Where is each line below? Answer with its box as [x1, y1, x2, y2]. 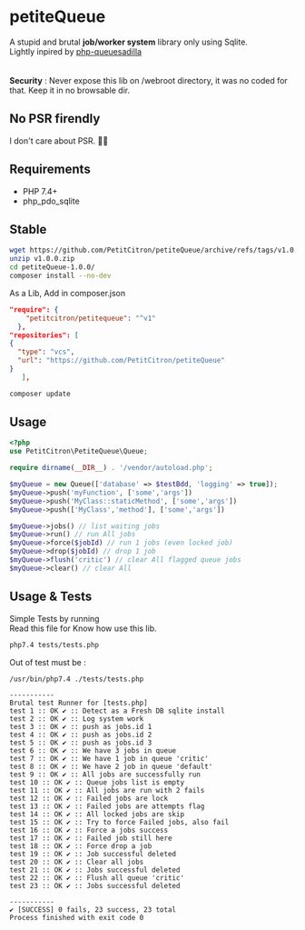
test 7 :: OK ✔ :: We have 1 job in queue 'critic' [9, 754, 209, 763]
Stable [9, 221, 47, 237]
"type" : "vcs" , [17, 347, 75, 356]
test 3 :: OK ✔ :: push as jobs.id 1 [9, 722, 152, 731]
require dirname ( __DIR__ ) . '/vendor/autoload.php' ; [9, 464, 213, 473]
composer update [9, 389, 71, 398]
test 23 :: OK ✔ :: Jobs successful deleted [9, 881, 181, 890]
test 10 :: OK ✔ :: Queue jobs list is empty [9, 777, 184, 787]
